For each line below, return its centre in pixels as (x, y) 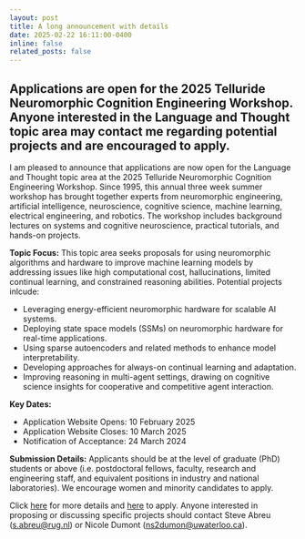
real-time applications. (65, 338)
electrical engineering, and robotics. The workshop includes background (146, 216)
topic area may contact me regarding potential (143, 132)
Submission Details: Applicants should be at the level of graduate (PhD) (145, 458)
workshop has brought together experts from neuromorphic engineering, (146, 196)
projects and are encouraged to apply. (120, 145)
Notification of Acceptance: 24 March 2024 (104, 441)
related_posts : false (51, 52)
